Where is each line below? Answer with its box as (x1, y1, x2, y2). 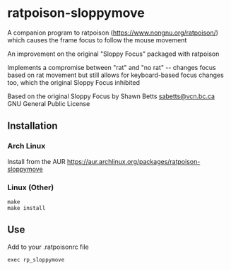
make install (7, 204, 46, 211)
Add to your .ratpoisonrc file (7, 242, 90, 251)
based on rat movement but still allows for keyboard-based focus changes (7, 71, 224, 79)
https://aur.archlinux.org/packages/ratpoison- (66, 157, 201, 165)
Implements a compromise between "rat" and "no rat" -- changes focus (7, 63, 217, 71)
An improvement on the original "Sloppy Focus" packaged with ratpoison (7, 49, 220, 58)
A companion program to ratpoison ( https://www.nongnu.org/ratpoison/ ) (7, 28, 219, 37)
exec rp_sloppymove (7, 256, 65, 263)
